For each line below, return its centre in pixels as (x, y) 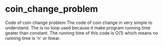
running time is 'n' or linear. (33, 38)
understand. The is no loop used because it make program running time (78, 27)
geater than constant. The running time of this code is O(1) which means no (82, 33)
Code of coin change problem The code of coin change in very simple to (79, 23)
